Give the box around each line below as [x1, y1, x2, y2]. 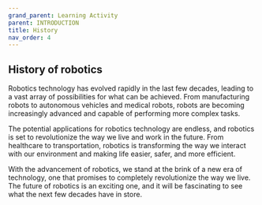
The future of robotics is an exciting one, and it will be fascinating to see [8, 181, 243, 191]
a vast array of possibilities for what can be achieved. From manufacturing [8, 92, 250, 102]
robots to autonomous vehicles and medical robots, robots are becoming [8, 100, 245, 110]
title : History [8, 26, 58, 34]
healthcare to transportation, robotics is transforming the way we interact [8, 141, 246, 151]
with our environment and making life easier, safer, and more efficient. [8, 149, 236, 158]
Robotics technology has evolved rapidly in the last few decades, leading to [8, 84, 254, 93]
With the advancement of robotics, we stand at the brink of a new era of [8, 165, 243, 174]
